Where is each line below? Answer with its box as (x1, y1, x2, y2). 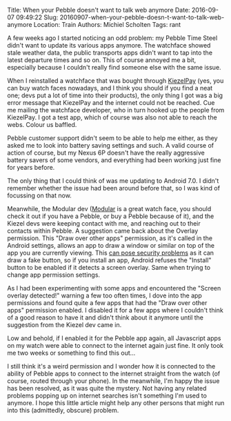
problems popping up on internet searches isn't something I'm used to (7, 391, 207, 400)
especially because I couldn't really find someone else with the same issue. (7, 63, 222, 71)
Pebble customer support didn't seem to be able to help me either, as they (7, 134, 219, 142)
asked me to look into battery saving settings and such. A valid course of (7, 141, 214, 149)
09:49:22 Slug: (16, 13, 59, 21)
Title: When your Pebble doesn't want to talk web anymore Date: (7, 6, 191, 14)
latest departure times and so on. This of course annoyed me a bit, (7, 56, 197, 64)
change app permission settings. (7, 271, 101, 279)
